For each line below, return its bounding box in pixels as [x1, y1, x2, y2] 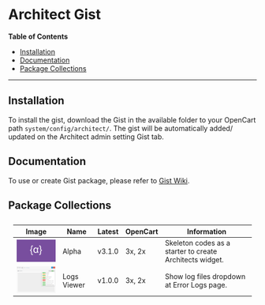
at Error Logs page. [164, 280, 227, 289]
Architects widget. [164, 255, 225, 265]
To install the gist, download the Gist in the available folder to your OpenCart [8, 115, 256, 124]
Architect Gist [8, 6, 101, 24]
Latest [97, 227, 119, 236]
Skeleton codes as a [164, 239, 231, 248]
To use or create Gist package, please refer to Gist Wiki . [8, 175, 190, 185]
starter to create [164, 247, 218, 256]
